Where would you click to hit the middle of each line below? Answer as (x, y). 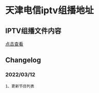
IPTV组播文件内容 (33, 31)
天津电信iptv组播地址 (49, 10)
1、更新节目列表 (20, 86)
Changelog (23, 60)
